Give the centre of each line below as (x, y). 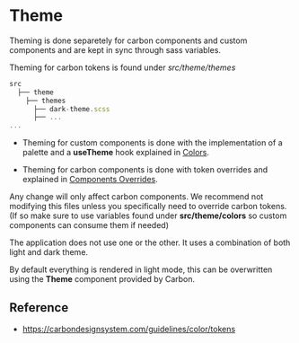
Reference (39, 308)
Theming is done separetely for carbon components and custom (128, 40)
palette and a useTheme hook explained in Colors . (115, 153)
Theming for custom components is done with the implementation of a (152, 143)
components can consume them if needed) (89, 225)
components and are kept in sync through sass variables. (115, 49)
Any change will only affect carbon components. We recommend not (136, 197)
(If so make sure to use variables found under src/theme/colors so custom (148, 215)
